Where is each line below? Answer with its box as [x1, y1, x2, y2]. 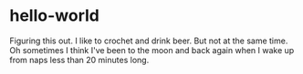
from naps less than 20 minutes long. [9, 54, 150, 65]
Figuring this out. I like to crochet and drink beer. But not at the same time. [9, 35, 288, 46]
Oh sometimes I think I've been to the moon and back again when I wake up [9, 44, 295, 55]
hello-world [9, 5, 100, 26]
